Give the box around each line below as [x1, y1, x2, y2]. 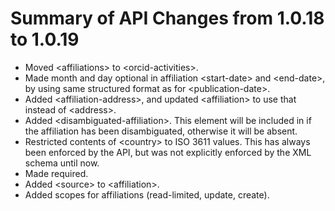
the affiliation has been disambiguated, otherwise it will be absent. [24, 125, 298, 137]
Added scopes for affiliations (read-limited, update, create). [24, 188, 270, 201]
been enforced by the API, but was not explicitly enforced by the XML [24, 146, 312, 158]
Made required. [24, 167, 89, 179]
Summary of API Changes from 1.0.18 [10, 7, 325, 30]
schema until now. [24, 157, 100, 169]
